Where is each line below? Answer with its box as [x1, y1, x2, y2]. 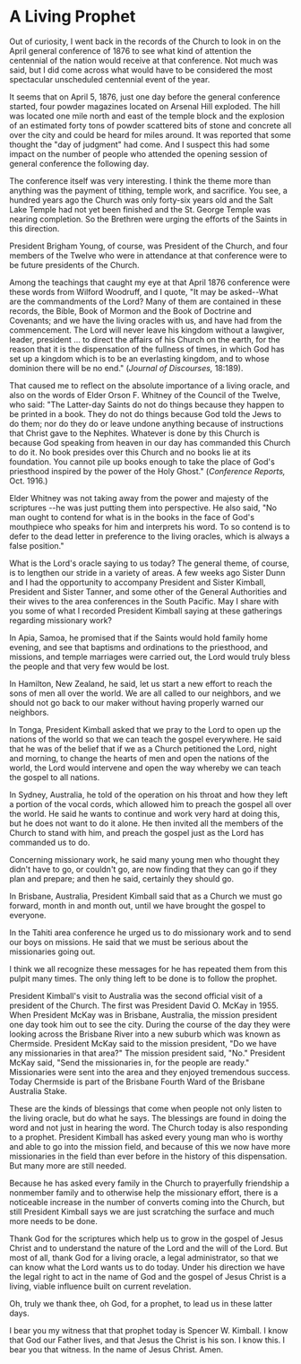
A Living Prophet [9, 6, 136, 27]
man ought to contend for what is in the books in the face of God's [9, 511, 255, 522]
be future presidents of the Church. [9, 259, 141, 270]
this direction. [9, 222, 60, 234]
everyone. [9, 909, 47, 920]
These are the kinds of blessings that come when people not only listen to [9, 1103, 282, 1114]
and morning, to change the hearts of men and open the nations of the [9, 752, 270, 763]
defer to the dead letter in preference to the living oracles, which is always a [9, 531, 290, 542]
